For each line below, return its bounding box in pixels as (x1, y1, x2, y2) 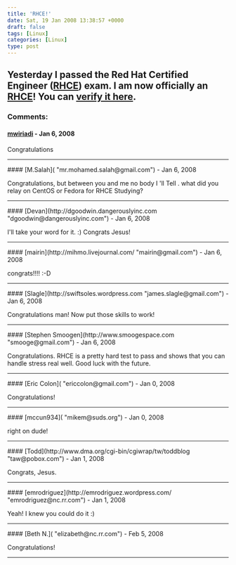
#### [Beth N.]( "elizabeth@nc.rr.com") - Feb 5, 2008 (7, 529, 164, 538)
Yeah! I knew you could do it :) (7, 509, 95, 517)
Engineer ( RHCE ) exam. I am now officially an (7, 80, 209, 92)
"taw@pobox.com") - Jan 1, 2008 (7, 454, 105, 462)
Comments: (7, 112, 48, 122)
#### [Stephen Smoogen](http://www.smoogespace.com (7, 330, 175, 339)
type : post (7, 43, 39, 50)
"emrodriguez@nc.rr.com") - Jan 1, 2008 (7, 495, 126, 504)
